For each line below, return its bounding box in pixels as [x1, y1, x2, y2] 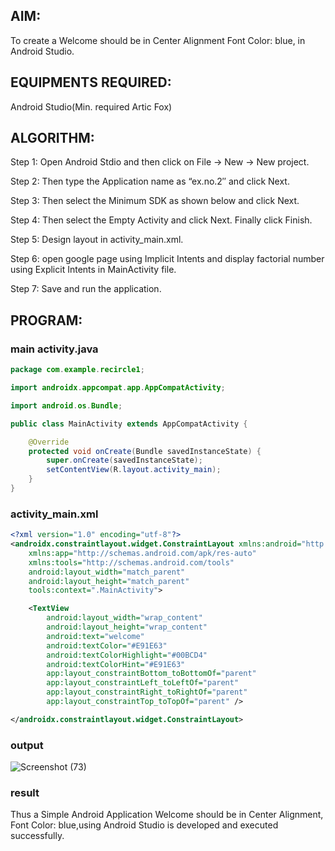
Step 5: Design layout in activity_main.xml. [10, 234, 184, 246]
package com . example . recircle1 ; [10, 365, 145, 375]
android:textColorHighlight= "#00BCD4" [46, 650, 208, 660]
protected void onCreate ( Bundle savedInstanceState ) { [28, 446, 262, 456]
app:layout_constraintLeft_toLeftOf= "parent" [46, 678, 240, 688]
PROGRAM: [10, 312, 83, 329]
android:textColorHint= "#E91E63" [46, 659, 186, 669]
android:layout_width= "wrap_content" [46, 613, 203, 623]
